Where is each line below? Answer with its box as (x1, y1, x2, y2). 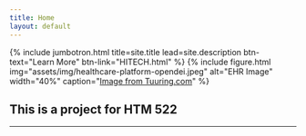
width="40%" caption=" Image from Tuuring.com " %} (9, 75, 209, 86)
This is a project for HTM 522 (9, 102, 178, 117)
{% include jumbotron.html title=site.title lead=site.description (9, 46, 242, 57)
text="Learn (9, 56, 55, 67)
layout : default (9, 22, 71, 31)
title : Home (9, 13, 55, 23)
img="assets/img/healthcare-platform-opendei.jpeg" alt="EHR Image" (9, 65, 273, 77)
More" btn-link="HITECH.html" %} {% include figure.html (56, 56, 271, 67)
